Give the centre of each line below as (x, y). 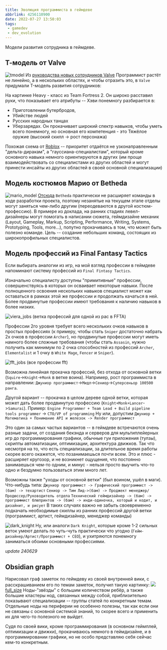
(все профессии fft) (47, 362)
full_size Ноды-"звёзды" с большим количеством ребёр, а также (74, 590)
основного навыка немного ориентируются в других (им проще (74, 157)
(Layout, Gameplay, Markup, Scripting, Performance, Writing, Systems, (78, 222)
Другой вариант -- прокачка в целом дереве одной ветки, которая (77, 398)
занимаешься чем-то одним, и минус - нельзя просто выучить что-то (80, 465)
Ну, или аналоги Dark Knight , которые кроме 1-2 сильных (97, 526)
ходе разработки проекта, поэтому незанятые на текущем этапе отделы (83, 201)
